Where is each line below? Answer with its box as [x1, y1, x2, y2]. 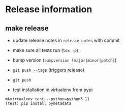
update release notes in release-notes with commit [12, 37, 120, 43]
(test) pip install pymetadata [5, 101, 72, 106]
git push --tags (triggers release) [12, 67, 85, 73]
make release [5, 24, 49, 33]
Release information [5, 4, 92, 15]
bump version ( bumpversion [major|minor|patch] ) [12, 57, 117, 63]
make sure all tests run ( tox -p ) [12, 47, 79, 53]
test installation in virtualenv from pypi [12, 87, 93, 93]
